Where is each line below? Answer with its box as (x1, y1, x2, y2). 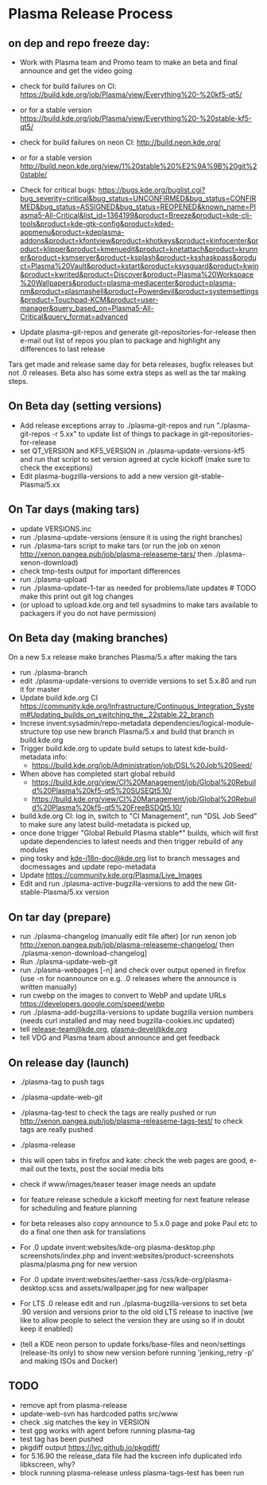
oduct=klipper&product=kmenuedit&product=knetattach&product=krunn (19, 244, 258, 254)
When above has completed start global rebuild (19, 769, 176, 779)
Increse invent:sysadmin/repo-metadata (19, 719, 152, 728)
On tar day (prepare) (8, 910, 111, 924)
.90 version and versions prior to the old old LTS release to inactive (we (19, 1307, 253, 1316)
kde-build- (193, 744, 229, 754)
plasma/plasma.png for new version (19, 1259, 137, 1269)
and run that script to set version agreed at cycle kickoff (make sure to (19, 454, 250, 463)
